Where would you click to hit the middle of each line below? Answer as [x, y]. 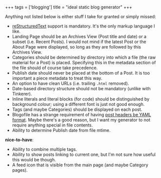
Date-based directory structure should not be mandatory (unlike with [81, 89]
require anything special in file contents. [52, 125]
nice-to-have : [19, 140]
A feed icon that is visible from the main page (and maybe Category [80, 165]
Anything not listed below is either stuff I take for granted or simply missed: [80, 16]
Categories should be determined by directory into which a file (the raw [84, 57]
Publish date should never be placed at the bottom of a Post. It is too [81, 73]
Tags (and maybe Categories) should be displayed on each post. [77, 109]
